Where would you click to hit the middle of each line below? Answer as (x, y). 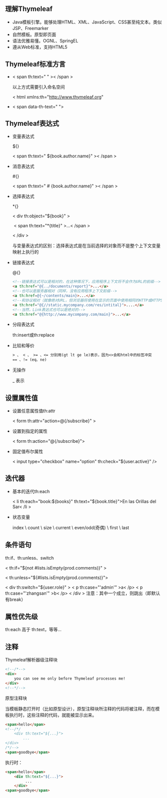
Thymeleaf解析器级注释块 (32, 660)
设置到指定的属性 (30, 431)
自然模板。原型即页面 (34, 34)
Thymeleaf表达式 (32, 124)
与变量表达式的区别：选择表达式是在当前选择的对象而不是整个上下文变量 (86, 246)
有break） (15, 599)
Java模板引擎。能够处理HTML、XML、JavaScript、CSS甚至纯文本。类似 (87, 22)
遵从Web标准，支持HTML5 (40, 47)
